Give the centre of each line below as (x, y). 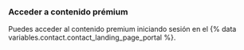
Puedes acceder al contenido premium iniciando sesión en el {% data (122, 29)
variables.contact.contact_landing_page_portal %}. (92, 37)
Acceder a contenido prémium (68, 12)
